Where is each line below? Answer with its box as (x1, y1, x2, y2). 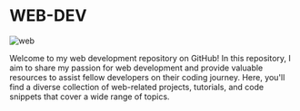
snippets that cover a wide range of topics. (9, 91, 170, 102)
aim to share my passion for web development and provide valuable (9, 62, 264, 73)
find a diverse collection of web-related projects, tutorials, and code (9, 81, 265, 92)
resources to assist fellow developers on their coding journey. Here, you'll (9, 71, 285, 82)
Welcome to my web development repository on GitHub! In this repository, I (9, 52, 291, 63)
